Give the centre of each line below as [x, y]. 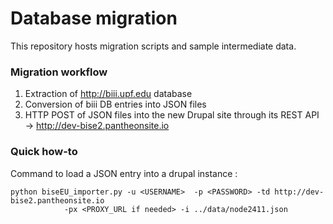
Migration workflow [59, 72]
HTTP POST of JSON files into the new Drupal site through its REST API [172, 115]
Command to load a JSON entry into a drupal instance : [124, 173]
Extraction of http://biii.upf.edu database [108, 94]
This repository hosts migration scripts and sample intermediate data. [153, 46]
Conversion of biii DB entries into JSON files [115, 104]
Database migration [94, 18]
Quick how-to [44, 152]
